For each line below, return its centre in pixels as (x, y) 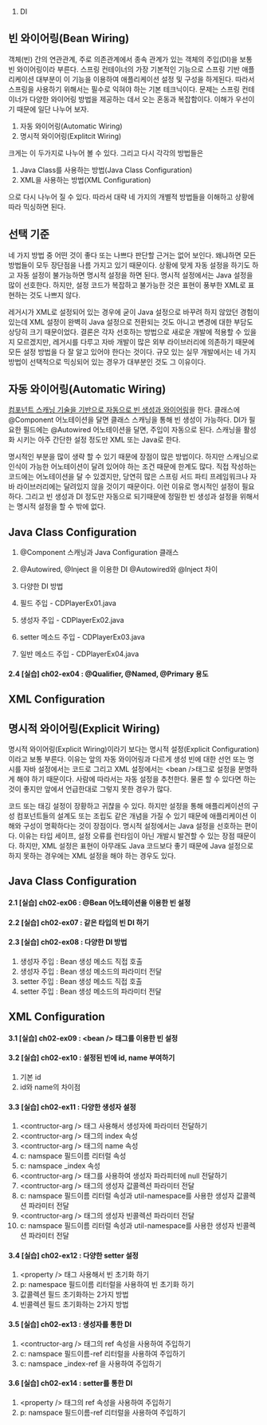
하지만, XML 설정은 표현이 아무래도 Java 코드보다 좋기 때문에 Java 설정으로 (136, 846)
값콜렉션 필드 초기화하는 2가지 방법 (74, 1294)
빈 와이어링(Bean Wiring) (69, 39)
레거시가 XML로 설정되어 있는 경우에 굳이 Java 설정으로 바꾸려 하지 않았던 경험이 (134, 312)
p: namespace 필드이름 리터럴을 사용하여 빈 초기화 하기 (107, 1285)
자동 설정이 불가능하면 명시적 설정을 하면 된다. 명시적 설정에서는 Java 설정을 (135, 275)
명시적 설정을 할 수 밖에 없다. (61, 506)
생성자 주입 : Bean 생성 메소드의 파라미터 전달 (90, 971)
